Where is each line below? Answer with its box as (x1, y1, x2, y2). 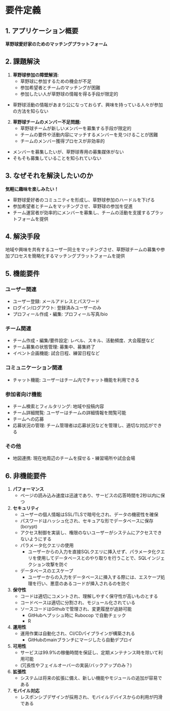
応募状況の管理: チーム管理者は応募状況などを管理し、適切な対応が (12, 422, 153, 429)
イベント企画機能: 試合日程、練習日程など (12, 350, 100, 356)
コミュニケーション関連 (5, 364, 62, 372)
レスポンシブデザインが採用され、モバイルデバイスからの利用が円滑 (20, 694, 163, 700)
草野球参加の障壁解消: (12, 72, 59, 78)
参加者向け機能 (5, 390, 42, 397)
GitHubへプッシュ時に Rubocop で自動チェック (27, 612, 126, 618)
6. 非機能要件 (5, 471, 47, 480)
